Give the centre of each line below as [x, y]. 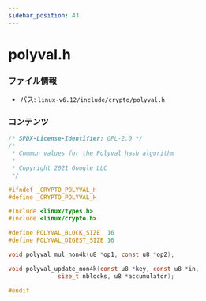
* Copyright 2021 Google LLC [60, 168]
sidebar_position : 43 [44, 15]
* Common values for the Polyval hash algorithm [93, 154]
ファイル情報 [33, 81]
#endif [19, 290]
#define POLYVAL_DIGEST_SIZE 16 [61, 241]
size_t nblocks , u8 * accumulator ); [116, 276]
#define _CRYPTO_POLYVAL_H [52, 197]
